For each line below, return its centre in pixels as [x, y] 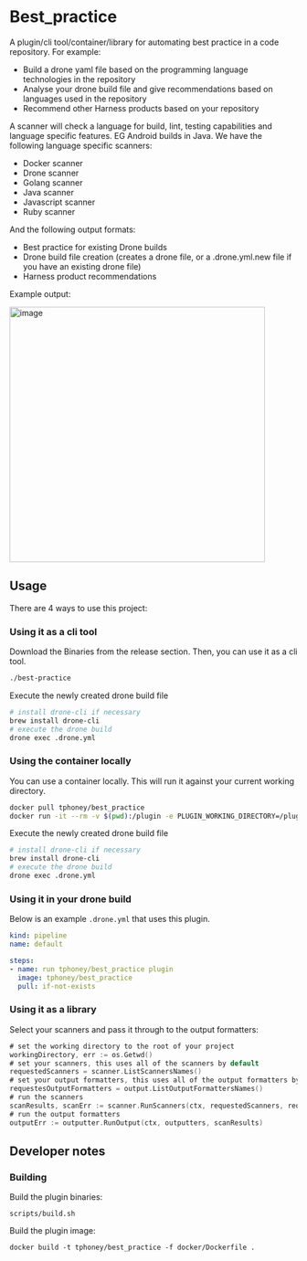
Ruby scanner [49, 211]
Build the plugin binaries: [56, 1197]
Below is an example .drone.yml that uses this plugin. [110, 919]
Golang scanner [53, 182]
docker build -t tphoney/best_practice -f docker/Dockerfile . [132, 1248]
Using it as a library [53, 1010]
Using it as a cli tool [53, 631]
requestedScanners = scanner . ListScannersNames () [106, 1072]
